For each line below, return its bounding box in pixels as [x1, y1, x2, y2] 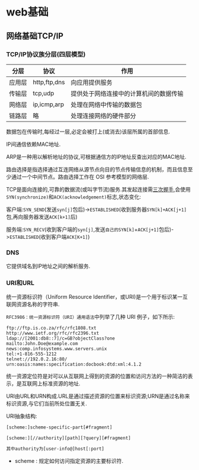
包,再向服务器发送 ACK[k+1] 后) [6, 213, 78, 220]
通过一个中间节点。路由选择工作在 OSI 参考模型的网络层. [11, 173, 149, 180]
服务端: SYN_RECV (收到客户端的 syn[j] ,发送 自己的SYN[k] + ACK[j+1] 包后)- [6, 226, 174, 233]
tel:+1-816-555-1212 [6, 351, 57, 357]
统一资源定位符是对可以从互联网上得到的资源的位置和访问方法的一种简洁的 [6, 373, 188, 380]
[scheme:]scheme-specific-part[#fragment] [6, 424, 113, 430]
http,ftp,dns [33, 78, 65, 86]
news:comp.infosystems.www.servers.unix [6, 346, 108, 352]
